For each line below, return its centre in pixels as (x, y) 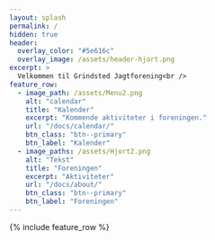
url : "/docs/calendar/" (70, 127)
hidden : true (34, 34)
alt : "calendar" (56, 101)
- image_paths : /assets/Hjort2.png (84, 151)
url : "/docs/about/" (64, 185)
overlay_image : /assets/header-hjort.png (96, 59)
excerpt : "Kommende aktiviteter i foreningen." (116, 118)
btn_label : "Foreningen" (72, 202)
